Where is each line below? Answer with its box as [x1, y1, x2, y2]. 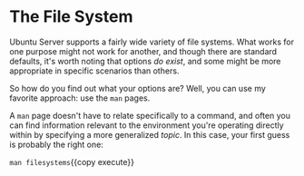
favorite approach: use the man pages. [9, 93, 151, 103]
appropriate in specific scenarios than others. [9, 65, 180, 76]
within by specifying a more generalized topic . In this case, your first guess [9, 129, 290, 140]
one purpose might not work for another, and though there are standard [9, 45, 278, 56]
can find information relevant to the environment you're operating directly [9, 120, 284, 131]
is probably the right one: [9, 139, 104, 150]
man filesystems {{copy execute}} [9, 156, 134, 167]
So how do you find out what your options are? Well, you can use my [9, 83, 266, 93]
